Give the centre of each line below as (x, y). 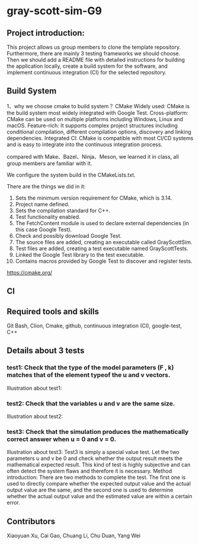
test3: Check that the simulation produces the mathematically (98, 431)
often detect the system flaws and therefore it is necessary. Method (89, 471)
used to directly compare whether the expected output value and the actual (99, 484)
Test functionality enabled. (48, 217)
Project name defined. (42, 204)
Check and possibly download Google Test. (68, 235)
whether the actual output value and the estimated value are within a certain (99, 496)
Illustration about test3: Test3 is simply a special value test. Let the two (93, 452)
